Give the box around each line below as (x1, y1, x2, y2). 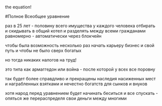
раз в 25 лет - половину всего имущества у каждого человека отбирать (5, 23, 156, 29)
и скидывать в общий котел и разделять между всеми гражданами (5, 28, 146, 33)
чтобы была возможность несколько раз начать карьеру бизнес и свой (5, 43, 155, 48)
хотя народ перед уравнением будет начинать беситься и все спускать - (5, 91, 158, 96)
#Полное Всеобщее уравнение (5, 14, 70, 19)
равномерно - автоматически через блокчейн (5, 33, 102, 39)
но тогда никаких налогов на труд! (5, 57, 77, 62)
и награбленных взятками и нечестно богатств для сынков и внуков (5, 81, 147, 87)
